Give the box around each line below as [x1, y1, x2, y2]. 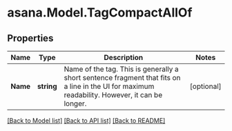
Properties [7, 32, 54, 44]
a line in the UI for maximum [64, 81, 155, 91]
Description [104, 53, 144, 62]
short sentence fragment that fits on [64, 73, 181, 82]
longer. [64, 99, 87, 108]
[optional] [189, 81, 222, 91]
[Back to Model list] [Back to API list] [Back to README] [7, 117, 166, 125]
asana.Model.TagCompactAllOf [7, 5, 193, 21]
